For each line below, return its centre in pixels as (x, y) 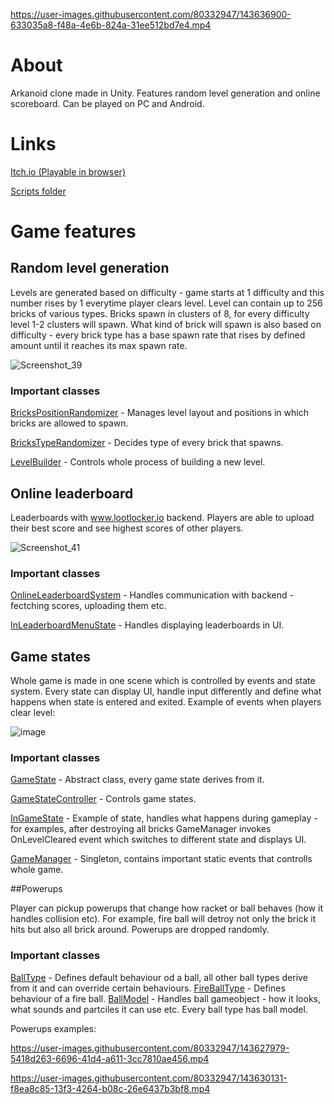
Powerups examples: (53, 1028)
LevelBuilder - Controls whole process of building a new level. (138, 462)
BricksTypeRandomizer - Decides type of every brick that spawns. (147, 443)
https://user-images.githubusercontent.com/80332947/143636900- (151, 14)
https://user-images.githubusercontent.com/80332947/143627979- (150, 1048)
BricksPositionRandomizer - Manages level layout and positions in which (159, 413)
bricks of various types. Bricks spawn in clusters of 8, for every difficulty (160, 313)
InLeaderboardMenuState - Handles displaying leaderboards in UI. (147, 625)
